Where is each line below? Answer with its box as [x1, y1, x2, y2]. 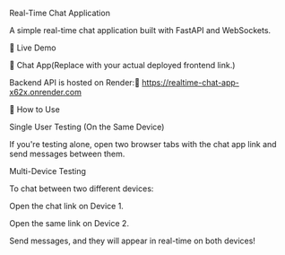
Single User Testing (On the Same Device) [9, 121, 165, 132]
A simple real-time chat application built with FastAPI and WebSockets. [9, 25, 272, 35]
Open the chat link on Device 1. [9, 201, 124, 211]
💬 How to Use [9, 104, 60, 115]
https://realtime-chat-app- [142, 77, 240, 88]
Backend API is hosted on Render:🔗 [9, 77, 141, 88]
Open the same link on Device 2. [9, 218, 130, 228]
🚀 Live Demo [9, 42, 56, 53]
